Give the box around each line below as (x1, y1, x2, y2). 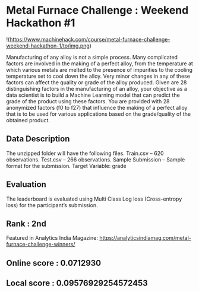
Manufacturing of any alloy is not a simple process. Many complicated (6, 53, 178, 61)
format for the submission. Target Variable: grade (6, 162, 127, 169)
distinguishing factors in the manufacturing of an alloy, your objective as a (6, 85, 187, 92)
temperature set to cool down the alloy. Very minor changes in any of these (6, 72, 190, 80)
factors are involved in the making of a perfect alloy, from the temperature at (6, 60, 193, 67)
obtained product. (6, 116, 50, 123)
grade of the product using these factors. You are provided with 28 (6, 97, 170, 104)
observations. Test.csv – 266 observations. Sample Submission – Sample (6, 155, 185, 163)
